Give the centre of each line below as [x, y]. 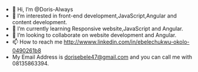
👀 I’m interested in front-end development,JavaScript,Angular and [94, 16]
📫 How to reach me [37, 42]
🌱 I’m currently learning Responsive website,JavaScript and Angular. [97, 28]
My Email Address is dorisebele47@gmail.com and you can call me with [102, 57]
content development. [39, 22]
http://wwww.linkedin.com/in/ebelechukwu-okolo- [127, 42]
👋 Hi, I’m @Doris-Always [43, 9]
